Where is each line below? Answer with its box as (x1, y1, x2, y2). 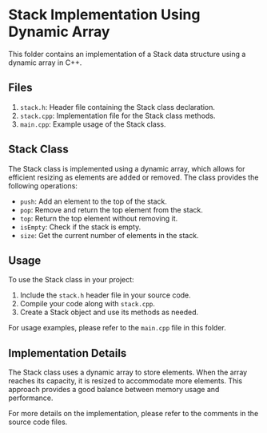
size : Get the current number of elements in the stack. (19, 230, 199, 240)
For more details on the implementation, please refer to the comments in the (8, 409, 259, 419)
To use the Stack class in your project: (8, 275, 134, 285)
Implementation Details (8, 346, 127, 360)
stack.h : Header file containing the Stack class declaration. (19, 102, 216, 111)
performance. (8, 393, 54, 403)
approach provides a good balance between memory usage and (8, 385, 220, 395)
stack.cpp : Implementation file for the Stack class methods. (19, 111, 216, 120)
